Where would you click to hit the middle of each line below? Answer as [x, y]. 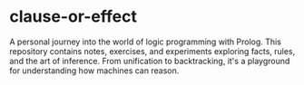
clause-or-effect [74, 17]
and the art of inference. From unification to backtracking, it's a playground [150, 61]
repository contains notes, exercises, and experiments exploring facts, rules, [152, 51]
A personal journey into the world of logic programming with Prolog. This [145, 42]
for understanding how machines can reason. [94, 71]
